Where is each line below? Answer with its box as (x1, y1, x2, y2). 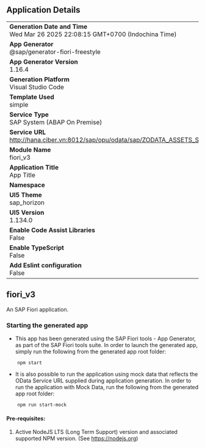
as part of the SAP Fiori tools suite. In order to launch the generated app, (15, 341, 198, 348)
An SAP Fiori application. (6, 305, 69, 313)
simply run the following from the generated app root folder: (15, 348, 167, 355)
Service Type (9, 110, 49, 119)
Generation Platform (9, 75, 70, 83)
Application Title (9, 163, 59, 171)
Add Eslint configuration (9, 261, 82, 269)
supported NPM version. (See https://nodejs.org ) (15, 435, 138, 442)
